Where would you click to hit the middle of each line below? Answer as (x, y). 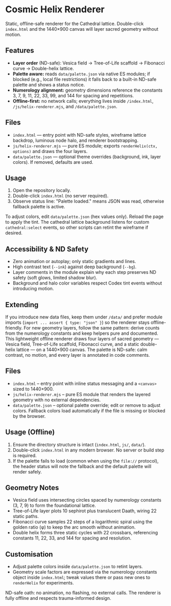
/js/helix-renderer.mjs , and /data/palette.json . (65, 106)
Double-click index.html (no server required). (60, 196)
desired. (14, 233)
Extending (22, 305)
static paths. (26, 516)
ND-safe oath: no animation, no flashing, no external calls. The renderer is (83, 593)
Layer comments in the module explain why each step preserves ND (84, 272)
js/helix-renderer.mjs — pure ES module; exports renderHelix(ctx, (85, 146)
